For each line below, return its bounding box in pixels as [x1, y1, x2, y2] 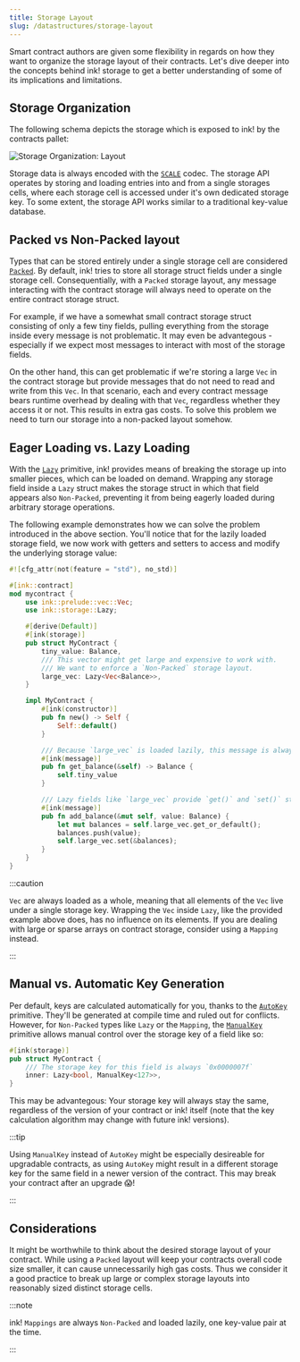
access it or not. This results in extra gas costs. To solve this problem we [9, 404, 277, 416]
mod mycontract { [9, 589, 74, 598]
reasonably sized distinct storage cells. [9, 1282, 154, 1293]
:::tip [9, 1132, 26, 1143]
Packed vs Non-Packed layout [9, 232, 180, 247]
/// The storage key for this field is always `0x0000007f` [25, 1062, 254, 1071]
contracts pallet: [9, 133, 70, 144]
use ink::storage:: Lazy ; [25, 605, 118, 615]
